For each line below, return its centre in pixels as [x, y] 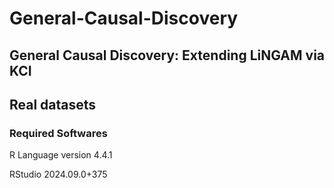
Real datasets [53, 104]
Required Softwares [58, 133]
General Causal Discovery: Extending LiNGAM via [167, 55]
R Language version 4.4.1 [61, 155]
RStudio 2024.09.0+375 [58, 174]
